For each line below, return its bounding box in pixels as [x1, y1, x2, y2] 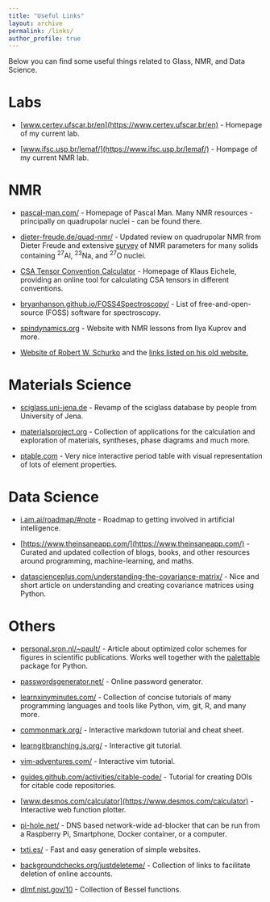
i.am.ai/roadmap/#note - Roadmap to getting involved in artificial [19, 514, 235, 524]
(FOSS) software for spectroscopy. [44, 308, 161, 317]
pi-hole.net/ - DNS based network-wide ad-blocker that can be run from [19, 820, 260, 830]
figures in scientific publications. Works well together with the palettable [19, 652, 260, 662]
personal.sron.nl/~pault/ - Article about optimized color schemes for [19, 644, 247, 653]
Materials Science [8, 375, 131, 394]
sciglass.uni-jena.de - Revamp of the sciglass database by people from [19, 402, 257, 412]
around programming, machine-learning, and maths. [19, 556, 194, 565]
